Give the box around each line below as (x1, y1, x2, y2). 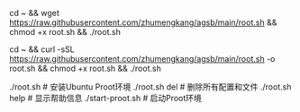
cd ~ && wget (9, 8, 60, 18)
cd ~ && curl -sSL (9, 44, 75, 55)
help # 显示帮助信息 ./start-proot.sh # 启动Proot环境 (9, 93, 203, 103)
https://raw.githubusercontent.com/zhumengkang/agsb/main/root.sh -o (9, 54, 276, 64)
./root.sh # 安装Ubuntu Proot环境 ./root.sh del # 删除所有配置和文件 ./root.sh (9, 82, 292, 92)
